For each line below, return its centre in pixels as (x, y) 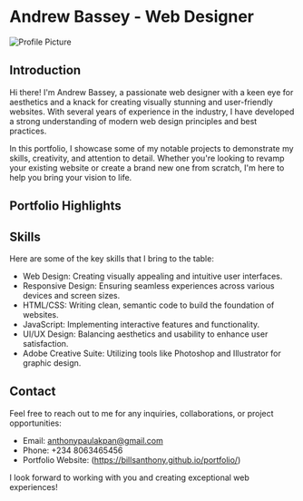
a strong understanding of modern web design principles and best (133, 121)
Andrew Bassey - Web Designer (132, 17)
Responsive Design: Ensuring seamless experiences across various (148, 285)
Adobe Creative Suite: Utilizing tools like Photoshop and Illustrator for (151, 353)
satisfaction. (45, 343)
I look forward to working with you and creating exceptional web (129, 477)
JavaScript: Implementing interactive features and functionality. (141, 324)
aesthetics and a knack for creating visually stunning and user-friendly (142, 102)
